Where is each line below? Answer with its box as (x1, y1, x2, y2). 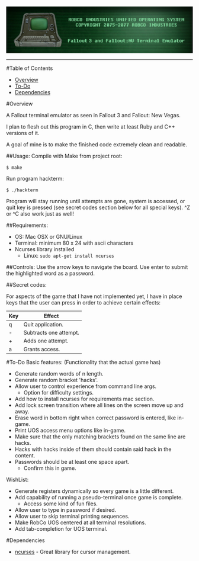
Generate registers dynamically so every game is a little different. (14, 488, 174, 495)
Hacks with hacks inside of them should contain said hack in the (14, 445, 172, 453)
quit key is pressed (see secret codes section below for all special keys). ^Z (6, 204, 191, 211)
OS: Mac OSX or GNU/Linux (14, 233, 83, 240)
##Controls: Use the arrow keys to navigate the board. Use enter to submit (6, 264, 188, 270)
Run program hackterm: (6, 175, 64, 182)
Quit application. (23, 320, 63, 328)
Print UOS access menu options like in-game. (14, 427, 126, 434)
